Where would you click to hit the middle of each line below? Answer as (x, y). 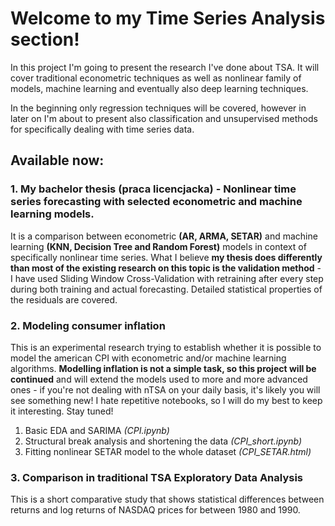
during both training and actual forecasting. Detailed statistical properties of (166, 289)
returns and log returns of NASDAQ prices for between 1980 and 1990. (155, 510)
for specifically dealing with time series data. (102, 129)
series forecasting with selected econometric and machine (156, 202)
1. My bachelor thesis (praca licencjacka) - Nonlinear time (153, 189)
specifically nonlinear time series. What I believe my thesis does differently (166, 257)
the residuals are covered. (64, 299)
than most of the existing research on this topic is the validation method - (166, 268)
